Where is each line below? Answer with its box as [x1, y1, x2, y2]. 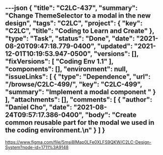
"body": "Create [85, 111, 136, 119]
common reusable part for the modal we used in [5, 118, 155, 127]
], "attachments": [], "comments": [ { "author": [5, 95, 152, 104]
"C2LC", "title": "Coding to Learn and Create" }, [5, 27, 155, 35]
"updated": [97, 42, 133, 50]
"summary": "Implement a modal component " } [5, 88, 156, 96]
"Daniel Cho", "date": [5, 103, 72, 111]
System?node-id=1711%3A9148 [5, 144, 69, 150]
